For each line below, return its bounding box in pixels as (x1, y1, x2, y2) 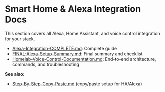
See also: (5, 71, 25, 77)
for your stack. (5, 36, 35, 42)
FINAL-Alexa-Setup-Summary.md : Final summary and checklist (12, 51, 143, 57)
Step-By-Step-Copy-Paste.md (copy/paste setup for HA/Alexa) (12, 81, 142, 87)
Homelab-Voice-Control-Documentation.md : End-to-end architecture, (12, 56, 156, 62)
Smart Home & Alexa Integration (5, 3, 141, 15)
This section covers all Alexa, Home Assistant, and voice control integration (5, 30, 161, 36)
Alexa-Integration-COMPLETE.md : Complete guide (12, 45, 117, 51)
